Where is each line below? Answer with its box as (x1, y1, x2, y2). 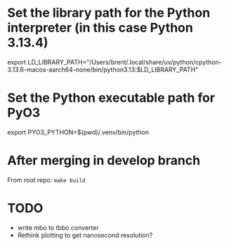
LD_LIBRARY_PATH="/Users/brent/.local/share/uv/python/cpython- (27, 57, 223, 66)
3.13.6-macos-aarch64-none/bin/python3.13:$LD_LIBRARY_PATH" (7, 65, 199, 74)
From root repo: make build (7, 175, 86, 184)
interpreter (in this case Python (7, 20, 193, 36)
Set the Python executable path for (7, 90, 216, 106)
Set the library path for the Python (7, 5, 211, 21)
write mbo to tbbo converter (17, 223, 100, 232)
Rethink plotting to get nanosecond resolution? (17, 231, 153, 239)
